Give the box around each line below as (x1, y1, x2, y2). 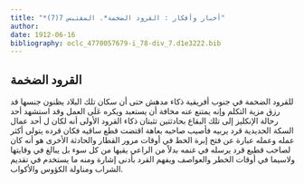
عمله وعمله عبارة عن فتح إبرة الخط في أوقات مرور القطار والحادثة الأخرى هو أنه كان (10, 135, 295, 146)
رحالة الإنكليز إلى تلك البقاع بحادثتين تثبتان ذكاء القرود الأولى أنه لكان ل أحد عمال (10, 115, 279, 127)
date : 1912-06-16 (10, 30, 76, 39)
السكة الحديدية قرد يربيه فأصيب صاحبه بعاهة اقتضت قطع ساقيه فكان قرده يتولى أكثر (10, 125, 294, 136)
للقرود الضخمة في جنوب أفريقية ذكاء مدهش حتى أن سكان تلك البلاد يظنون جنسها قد (10, 96, 294, 107)
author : (10, 22, 40, 31)
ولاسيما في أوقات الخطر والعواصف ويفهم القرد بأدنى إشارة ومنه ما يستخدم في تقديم (10, 154, 295, 165)
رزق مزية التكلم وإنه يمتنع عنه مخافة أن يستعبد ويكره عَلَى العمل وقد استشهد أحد (10, 106, 280, 117)
